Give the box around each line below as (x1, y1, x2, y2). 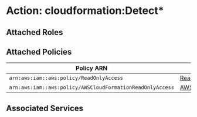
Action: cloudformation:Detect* (6, 4, 164, 17)
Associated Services (6, 103, 84, 113)
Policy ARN (75, 64, 108, 72)
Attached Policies (6, 47, 72, 56)
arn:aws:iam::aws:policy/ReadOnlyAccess (9, 75, 123, 81)
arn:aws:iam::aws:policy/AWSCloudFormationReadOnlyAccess (9, 84, 175, 91)
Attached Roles (6, 27, 63, 37)
